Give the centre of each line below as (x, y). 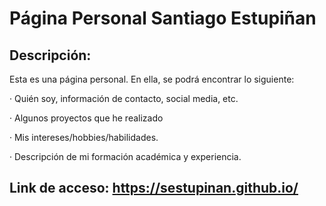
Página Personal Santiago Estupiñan (163, 18)
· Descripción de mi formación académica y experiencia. (125, 156)
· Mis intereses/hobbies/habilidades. (84, 137)
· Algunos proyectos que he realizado (86, 118)
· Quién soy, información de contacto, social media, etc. (124, 98)
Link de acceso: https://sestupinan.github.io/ (154, 188)
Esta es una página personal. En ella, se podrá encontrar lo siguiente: (152, 79)
